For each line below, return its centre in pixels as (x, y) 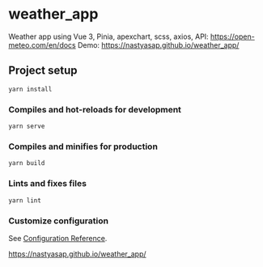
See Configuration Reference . (58, 238)
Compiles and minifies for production (83, 146)
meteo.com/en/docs (42, 44)
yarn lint (25, 200)
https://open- (232, 36)
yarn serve (27, 126)
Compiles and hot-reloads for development (95, 109)
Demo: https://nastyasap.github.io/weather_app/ (158, 44)
